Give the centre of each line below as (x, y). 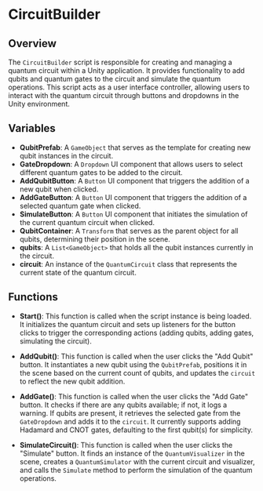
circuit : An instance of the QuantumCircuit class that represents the (128, 264)
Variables (32, 128)
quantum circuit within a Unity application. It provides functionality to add (126, 71)
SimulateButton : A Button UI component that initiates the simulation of (133, 214)
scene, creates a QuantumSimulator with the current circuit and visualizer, (137, 461)
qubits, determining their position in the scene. (95, 239)
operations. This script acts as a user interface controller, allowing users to (129, 87)
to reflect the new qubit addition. (72, 381)
